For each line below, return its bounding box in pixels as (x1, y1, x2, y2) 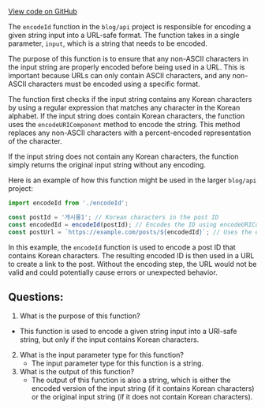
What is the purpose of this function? (19, 311, 140, 321)
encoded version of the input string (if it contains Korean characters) (31, 384, 255, 393)
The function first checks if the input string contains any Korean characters (8, 95, 252, 103)
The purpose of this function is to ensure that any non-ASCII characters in (8, 54, 248, 63)
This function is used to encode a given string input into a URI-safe (19, 327, 237, 336)
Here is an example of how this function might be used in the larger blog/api (8, 175, 257, 185)
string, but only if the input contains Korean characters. (19, 335, 200, 344)
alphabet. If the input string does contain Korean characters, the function (8, 111, 245, 121)
